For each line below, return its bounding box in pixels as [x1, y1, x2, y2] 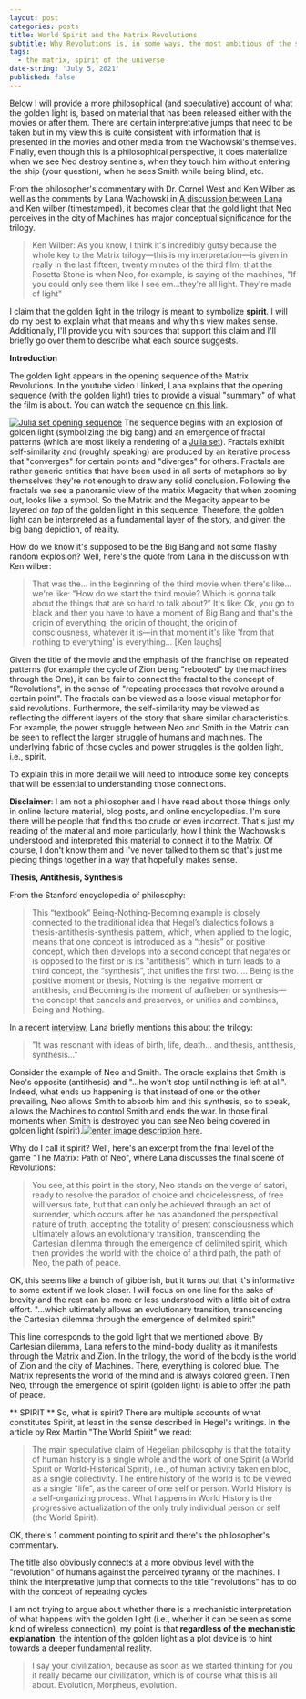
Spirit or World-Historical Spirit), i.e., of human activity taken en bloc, [31, 1463, 291, 1474]
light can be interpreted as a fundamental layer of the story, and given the [9, 513, 286, 524]
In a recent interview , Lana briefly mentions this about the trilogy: [9, 1021, 253, 1032]
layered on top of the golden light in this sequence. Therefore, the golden [9, 503, 284, 515]
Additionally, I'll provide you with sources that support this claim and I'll [9, 325, 276, 336]
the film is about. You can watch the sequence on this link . [9, 399, 229, 410]
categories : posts [9, 22, 79, 31]
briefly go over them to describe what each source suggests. [9, 335, 239, 346]
